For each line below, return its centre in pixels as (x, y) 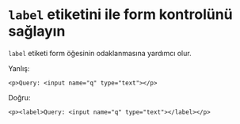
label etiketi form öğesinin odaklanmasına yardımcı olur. (100, 53)
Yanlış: (19, 68)
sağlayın (37, 31)
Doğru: (19, 97)
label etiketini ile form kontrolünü (120, 15)
